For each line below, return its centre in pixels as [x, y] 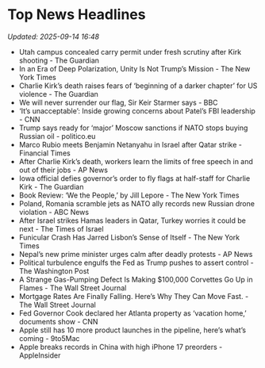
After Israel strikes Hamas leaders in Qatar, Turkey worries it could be [132, 220]
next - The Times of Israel [61, 228]
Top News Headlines [77, 15]
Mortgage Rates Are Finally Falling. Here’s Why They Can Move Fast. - [134, 296]
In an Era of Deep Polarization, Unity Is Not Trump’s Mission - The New [134, 68]
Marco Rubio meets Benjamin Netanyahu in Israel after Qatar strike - [131, 144]
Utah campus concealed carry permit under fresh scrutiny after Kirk [130, 52]
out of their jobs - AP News [63, 170]
